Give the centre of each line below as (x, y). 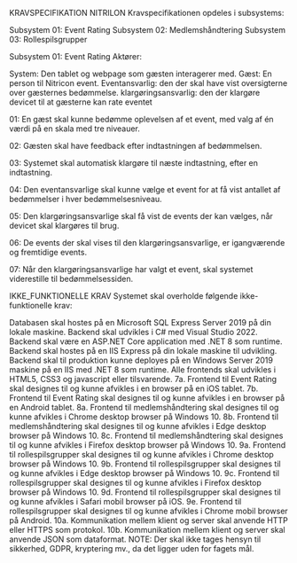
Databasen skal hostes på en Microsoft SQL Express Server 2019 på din (141, 322)
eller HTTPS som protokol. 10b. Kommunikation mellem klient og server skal (147, 530)
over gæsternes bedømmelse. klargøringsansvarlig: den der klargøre (135, 93)
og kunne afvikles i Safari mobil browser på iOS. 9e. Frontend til (125, 501)
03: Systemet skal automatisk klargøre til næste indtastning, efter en (134, 163)
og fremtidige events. (48, 252)
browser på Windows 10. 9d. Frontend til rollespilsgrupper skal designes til (145, 492)
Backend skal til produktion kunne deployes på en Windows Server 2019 (141, 360)
